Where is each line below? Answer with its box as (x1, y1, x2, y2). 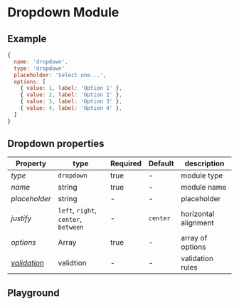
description (184, 158, 225, 168)
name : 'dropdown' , (14, 58, 69, 65)
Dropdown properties (7, 138, 105, 150)
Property (15, 158, 47, 168)
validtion (58, 258, 87, 268)
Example (7, 33, 47, 45)
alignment (181, 218, 215, 228)
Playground (7, 287, 60, 299)
